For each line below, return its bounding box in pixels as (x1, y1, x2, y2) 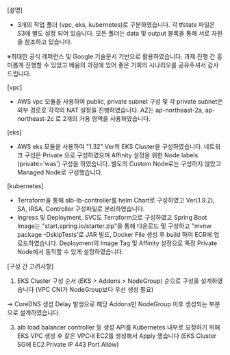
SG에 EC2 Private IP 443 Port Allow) (16, 341, 119, 348)
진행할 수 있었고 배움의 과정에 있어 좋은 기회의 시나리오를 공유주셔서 (25, 61, 207, 69)
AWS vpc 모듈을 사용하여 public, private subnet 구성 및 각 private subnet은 (16, 98, 223, 105)
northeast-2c (16, 115, 55, 122)
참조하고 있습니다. (24, 38, 73, 46)
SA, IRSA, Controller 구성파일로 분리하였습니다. (16, 205, 145, 213)
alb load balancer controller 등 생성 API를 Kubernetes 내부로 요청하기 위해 (16, 323, 220, 331)
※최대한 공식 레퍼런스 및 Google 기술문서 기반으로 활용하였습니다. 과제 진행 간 (7, 52, 216, 60)
